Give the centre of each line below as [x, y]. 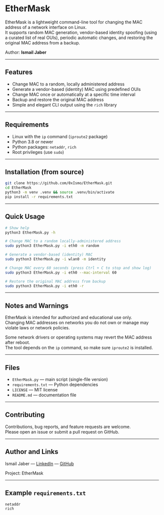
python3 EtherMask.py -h [30, 233]
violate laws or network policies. [37, 328]
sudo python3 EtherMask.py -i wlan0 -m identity [55, 259]
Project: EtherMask [24, 473]
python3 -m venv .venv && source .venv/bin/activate [60, 193]
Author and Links [32, 452]
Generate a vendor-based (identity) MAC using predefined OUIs [76, 89]
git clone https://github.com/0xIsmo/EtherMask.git [59, 183]
